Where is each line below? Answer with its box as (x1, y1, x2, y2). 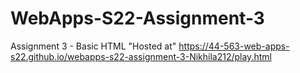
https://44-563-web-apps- (178, 40, 290, 52)
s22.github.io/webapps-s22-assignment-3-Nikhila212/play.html (10, 50, 272, 62)
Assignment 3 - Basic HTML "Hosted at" (10, 40, 177, 52)
